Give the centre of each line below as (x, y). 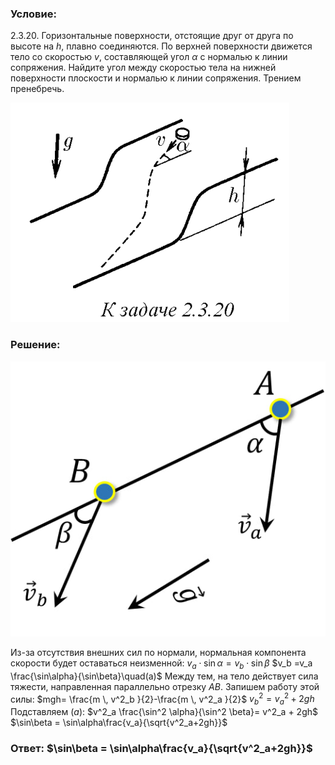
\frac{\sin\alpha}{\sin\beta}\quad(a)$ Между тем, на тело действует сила (164, 676)
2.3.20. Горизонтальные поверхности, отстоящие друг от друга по (152, 36)
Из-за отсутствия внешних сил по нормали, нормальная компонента (158, 652)
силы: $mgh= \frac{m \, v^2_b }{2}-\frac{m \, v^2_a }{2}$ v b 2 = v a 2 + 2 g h (162, 699)
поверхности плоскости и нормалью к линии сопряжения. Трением (156, 78)
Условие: (33, 14)
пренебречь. (37, 89)
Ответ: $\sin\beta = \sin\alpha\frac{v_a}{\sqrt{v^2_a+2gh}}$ (161, 749)
